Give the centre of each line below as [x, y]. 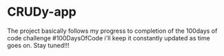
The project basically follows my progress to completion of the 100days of [112, 31]
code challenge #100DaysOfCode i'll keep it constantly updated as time [109, 38]
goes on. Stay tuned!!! [39, 45]
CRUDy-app [42, 12]
